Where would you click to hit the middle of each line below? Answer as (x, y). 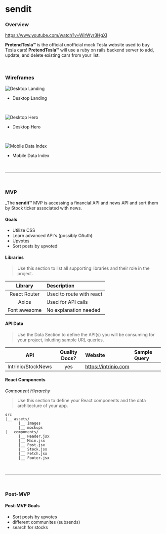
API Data (14, 324)
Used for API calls (67, 302)
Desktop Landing (30, 98)
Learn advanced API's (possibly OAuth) (52, 236)
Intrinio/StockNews (30, 367)
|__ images (29, 423)
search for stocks (30, 528)
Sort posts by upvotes (35, 517)
